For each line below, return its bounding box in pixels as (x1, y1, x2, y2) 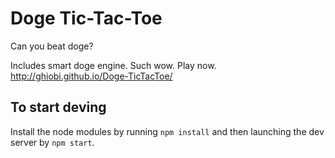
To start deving (10, 99, 107, 116)
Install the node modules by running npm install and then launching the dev (10, 125, 325, 137)
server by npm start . (10, 136, 95, 148)
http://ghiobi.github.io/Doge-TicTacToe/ (10, 70, 173, 82)
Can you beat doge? (10, 40, 94, 52)
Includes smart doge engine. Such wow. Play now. (10, 59, 217, 71)
